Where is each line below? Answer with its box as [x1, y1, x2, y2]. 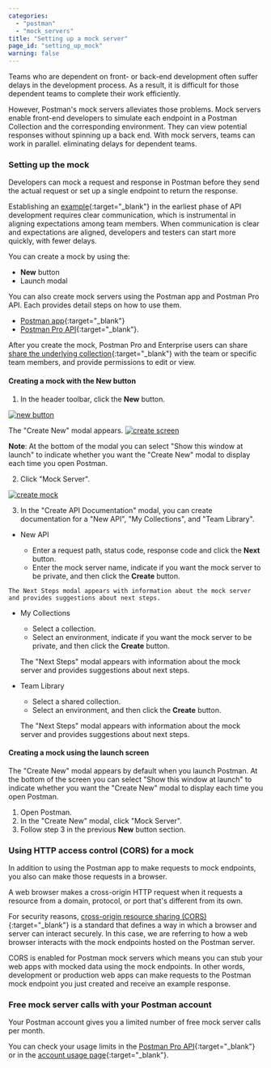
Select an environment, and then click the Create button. [32, 705, 222, 714]
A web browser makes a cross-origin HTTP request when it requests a [8, 888, 243, 896]
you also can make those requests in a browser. [8, 871, 167, 881]
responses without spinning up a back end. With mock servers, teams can [8, 130, 256, 140]
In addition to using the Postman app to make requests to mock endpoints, [8, 863, 256, 872]
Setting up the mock [8, 159, 90, 170]
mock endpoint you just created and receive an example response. [8, 979, 231, 988]
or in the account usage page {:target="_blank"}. [8, 1050, 169, 1060]
